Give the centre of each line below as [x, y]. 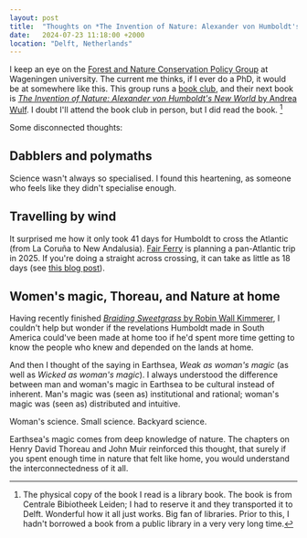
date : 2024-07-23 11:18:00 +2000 [77, 35]
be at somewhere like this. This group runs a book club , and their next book [152, 89]
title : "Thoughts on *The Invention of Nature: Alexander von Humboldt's [155, 26]
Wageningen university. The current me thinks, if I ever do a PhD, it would [148, 79]
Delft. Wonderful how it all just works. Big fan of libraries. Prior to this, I [156, 514]
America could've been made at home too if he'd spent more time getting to [152, 338]
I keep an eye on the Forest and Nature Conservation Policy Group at [139, 69]
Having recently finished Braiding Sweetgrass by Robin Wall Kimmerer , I [145, 318]
